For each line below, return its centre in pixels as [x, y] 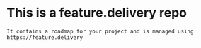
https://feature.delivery [45, 37]
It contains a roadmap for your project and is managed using [100, 31]
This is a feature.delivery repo [97, 13]
